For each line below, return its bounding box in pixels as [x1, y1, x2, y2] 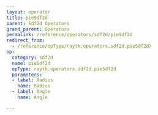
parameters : [12, 72, 43, 78]
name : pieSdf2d [12, 60, 51, 66]
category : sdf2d [12, 54, 53, 61]
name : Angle [17, 94, 48, 100]
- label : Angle [12, 89, 51, 95]
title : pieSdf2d [6, 15, 48, 21]
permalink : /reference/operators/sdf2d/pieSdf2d [6, 32, 133, 38]
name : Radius [17, 83, 51, 89]
